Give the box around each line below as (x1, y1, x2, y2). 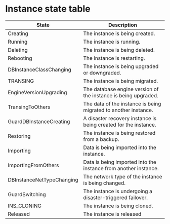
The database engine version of (83, 86, 159, 93)
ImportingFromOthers (8, 162, 59, 169)
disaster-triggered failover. (83, 194, 148, 201)
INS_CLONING (8, 202, 42, 209)
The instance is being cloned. (83, 202, 153, 209)
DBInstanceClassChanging (8, 66, 72, 73)
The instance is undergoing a (83, 188, 153, 195)
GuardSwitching (8, 191, 46, 198)
